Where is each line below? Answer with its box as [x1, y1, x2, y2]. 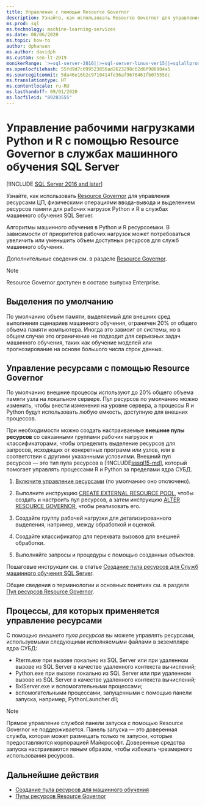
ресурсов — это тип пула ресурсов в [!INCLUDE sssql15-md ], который [6, 459, 187, 466]
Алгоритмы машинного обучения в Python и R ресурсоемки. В [6, 223, 170, 230]
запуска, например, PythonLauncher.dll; [15, 696, 119, 703]
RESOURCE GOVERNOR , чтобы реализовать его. [15, 503, 141, 510]
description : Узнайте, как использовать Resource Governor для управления [6, 15, 201, 21]
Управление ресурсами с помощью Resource [6, 363, 190, 373]
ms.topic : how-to [6, 37, 51, 44]
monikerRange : [6, 60, 43, 66]
